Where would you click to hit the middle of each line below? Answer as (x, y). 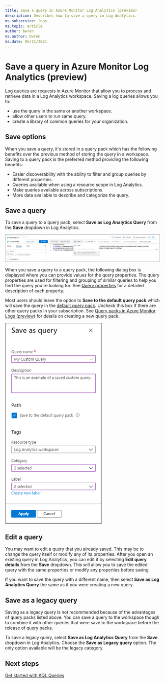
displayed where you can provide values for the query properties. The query (82, 275)
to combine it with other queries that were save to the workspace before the (82, 623)
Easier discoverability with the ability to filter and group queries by (79, 174)
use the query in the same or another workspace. (62, 111)
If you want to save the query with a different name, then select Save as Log (82, 579)
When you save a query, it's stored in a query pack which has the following (81, 149)
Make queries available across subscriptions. (58, 190)
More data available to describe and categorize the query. (71, 195)
